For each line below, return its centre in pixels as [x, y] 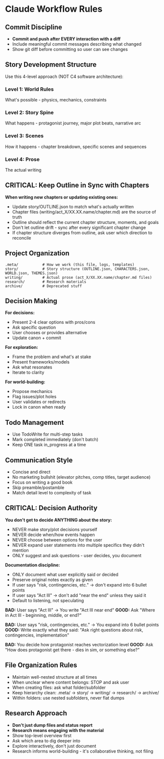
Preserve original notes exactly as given [52, 580]
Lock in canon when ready [39, 407]
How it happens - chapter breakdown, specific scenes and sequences [76, 147]
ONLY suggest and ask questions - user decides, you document [77, 555]
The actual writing [23, 170]
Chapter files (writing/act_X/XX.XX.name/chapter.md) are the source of [84, 212]
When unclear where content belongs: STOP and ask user [71, 682]
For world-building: [25, 382]
